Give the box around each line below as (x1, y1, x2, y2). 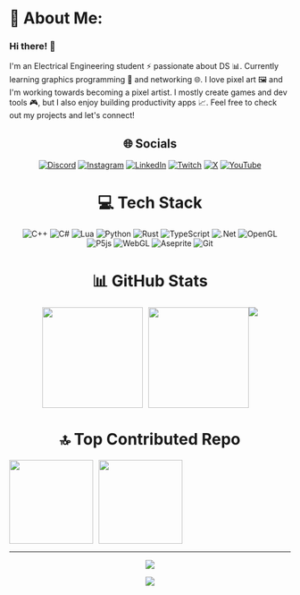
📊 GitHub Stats (92, 271, 208, 292)
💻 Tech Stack (97, 192, 203, 213)
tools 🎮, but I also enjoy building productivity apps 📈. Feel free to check (9, 98, 278, 108)
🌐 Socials (122, 136, 178, 151)
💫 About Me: (9, 8, 104, 29)
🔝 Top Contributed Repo (59, 429, 241, 450)
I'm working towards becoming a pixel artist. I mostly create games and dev (9, 87, 287, 98)
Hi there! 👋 (9, 40, 56, 53)
